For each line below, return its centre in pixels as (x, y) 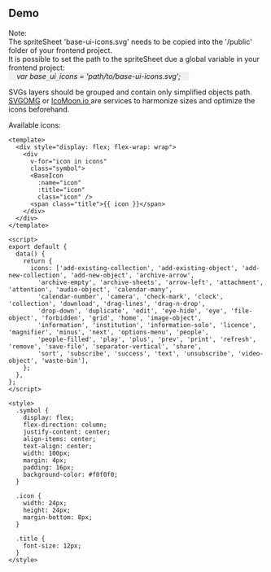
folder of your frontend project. (60, 50)
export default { (38, 247)
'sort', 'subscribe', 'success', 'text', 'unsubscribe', (136, 353)
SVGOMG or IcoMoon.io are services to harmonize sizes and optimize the (132, 100)
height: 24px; (47, 510)
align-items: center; (59, 439)
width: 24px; (45, 503)
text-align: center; (58, 446)
